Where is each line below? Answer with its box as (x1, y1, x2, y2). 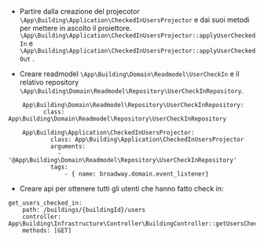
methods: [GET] (22, 227, 72, 235)
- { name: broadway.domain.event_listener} (64, 170, 210, 178)
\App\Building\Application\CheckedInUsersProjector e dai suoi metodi (19, 15, 250, 24)
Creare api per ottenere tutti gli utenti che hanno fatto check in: (19, 184, 224, 193)
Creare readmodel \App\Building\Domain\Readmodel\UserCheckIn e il (19, 69, 240, 78)
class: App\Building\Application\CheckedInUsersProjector (49, 135, 244, 143)
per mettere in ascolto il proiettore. (19, 24, 132, 32)
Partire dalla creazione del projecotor (19, 7, 140, 16)
